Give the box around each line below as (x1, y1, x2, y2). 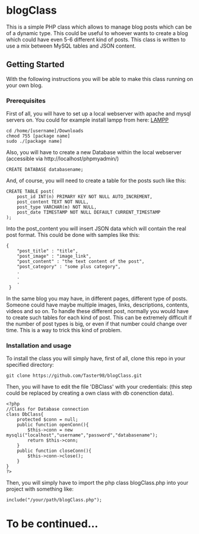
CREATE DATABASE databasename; (6, 167, 84, 173)
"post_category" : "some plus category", (17, 264, 121, 270)
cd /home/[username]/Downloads (6, 128, 84, 134)
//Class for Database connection (6, 406, 89, 413)
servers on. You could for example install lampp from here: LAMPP (6, 117, 169, 124)
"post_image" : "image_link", (17, 254, 92, 260)
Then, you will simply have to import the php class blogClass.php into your (6, 479, 189, 486)
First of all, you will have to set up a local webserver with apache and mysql (6, 110, 191, 117)
